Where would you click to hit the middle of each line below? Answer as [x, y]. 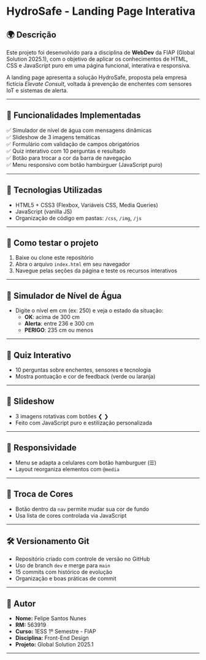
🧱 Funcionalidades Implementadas [74, 116]
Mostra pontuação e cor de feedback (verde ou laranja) [85, 377]
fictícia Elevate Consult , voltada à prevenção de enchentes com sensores [99, 84]
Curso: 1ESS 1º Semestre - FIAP [55, 631]
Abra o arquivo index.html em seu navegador [73, 264]
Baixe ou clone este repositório [54, 258]
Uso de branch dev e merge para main [63, 566]
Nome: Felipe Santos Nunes [51, 618]
